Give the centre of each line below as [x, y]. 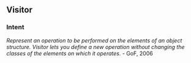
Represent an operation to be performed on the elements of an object [94, 40]
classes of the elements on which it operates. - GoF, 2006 [80, 53]
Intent [15, 27]
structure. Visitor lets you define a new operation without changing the [95, 47]
